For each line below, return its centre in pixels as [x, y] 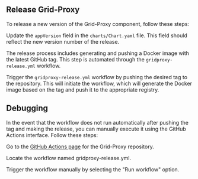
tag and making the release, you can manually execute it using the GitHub [96, 129]
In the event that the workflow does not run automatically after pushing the [97, 122]
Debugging [27, 108]
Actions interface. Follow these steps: [52, 135]
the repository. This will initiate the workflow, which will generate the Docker [99, 83]
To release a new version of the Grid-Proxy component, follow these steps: [98, 24]
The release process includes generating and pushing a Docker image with [98, 53]
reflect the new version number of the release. [63, 41]
